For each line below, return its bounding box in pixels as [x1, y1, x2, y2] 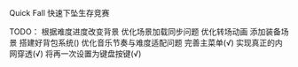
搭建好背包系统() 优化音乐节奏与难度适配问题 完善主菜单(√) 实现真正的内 [19, 38, 283, 48]
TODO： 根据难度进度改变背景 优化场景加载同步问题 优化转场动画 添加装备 [9, 26, 281, 37]
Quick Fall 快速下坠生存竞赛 [9, 8, 110, 18]
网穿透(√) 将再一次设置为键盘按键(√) [9, 48, 142, 59]
